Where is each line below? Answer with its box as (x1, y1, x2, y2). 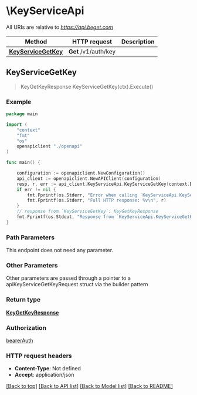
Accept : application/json (14, 371, 74, 379)
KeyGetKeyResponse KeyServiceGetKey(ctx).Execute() (20, 83, 154, 90)
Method (25, 37, 47, 45)
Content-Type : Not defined (14, 365, 81, 372)
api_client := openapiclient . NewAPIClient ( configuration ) (16, 175, 161, 182)
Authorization (6, 323, 47, 332)
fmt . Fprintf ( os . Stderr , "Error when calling (27, 192, 138, 198)
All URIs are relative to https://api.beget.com (6, 24, 113, 31)
